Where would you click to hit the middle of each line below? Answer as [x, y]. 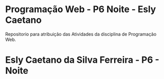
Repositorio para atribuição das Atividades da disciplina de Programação [81, 34]
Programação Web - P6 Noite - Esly [81, 9]
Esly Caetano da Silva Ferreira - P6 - [82, 60]
